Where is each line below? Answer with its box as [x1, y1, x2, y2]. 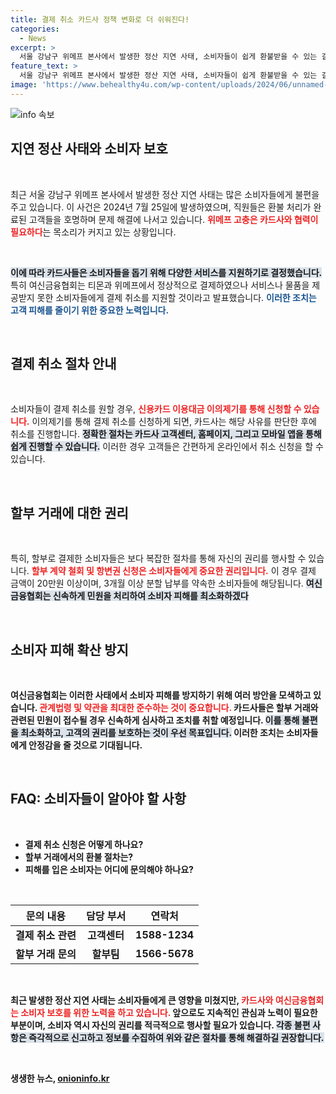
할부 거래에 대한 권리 [10, 504, 129, 521]
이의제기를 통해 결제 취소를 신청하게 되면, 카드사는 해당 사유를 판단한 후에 [31, 416, 317, 428]
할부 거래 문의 [15, 947, 77, 961]
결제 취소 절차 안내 [10, 355, 117, 372]
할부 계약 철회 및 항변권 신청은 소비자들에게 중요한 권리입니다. [31, 565, 269, 577]
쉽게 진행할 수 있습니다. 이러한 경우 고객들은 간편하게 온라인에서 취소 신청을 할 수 [10, 441, 324, 453]
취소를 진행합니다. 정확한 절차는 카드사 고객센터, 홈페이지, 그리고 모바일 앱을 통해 [10, 428, 322, 440]
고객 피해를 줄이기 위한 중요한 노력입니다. [10, 304, 170, 316]
